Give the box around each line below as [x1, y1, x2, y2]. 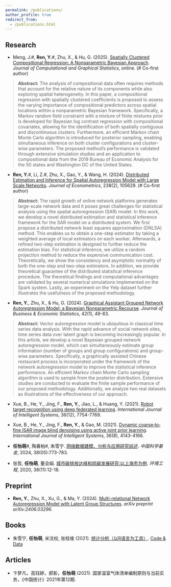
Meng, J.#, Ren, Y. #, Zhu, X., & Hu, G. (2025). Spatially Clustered [12, 54, 150, 60]
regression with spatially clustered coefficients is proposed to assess [17, 96, 163, 103]
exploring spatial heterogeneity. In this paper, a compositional [17, 91, 148, 97]
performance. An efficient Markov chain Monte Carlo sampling [17, 370, 150, 376]
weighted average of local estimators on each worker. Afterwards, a [17, 236, 161, 242]
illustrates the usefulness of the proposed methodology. [17, 290, 136, 296]
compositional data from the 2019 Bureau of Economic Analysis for [17, 156, 159, 162]
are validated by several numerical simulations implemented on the [17, 279, 159, 285]
